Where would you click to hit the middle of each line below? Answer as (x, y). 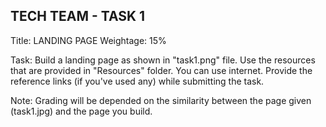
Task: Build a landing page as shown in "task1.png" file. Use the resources (163, 60)
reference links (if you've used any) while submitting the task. (137, 81)
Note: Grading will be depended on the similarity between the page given (161, 100)
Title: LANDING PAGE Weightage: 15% (88, 40)
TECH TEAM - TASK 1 (78, 16)
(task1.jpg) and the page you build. (81, 111)
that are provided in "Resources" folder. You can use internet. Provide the (161, 70)
